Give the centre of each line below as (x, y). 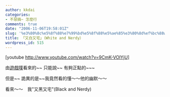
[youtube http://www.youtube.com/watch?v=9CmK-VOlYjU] (68, 57)
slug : (11, 33)
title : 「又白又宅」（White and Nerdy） (44, 38)
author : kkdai (20, 10)
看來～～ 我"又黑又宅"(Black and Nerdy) (49, 89)
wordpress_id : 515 (25, 43)
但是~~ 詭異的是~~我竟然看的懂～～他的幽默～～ (56, 78)
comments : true (21, 24)
